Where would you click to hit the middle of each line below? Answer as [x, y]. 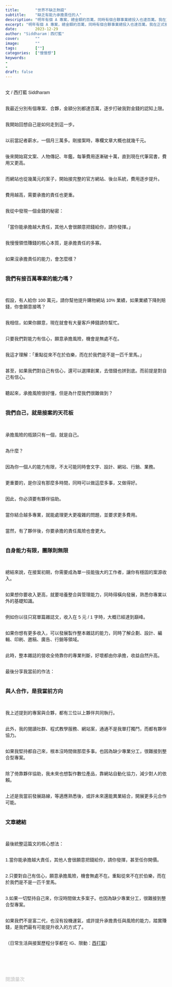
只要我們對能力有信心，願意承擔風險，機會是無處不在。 [63, 339]
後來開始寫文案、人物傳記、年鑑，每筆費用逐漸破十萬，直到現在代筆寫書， [84, 157]
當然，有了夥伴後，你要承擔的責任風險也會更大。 [57, 531]
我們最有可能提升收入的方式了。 [52, 927]
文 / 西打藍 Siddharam [28, 92]
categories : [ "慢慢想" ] [31, 53]
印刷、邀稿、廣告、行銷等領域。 [48, 639]
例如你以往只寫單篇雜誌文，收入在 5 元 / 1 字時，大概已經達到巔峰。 [77, 617]
